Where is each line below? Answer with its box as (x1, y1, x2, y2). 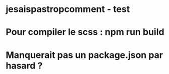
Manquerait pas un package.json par (6, 49, 163, 60)
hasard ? (6, 60, 43, 71)
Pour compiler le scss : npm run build (6, 26, 164, 38)
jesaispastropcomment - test (6, 3, 130, 15)
